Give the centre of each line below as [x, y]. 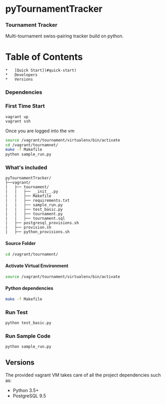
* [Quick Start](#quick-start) [41, 70]
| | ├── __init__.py [32, 192]
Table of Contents [44, 57]
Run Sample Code [28, 336]
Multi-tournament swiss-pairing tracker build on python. [65, 36]
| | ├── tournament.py [34, 214]
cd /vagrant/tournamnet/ [32, 145]
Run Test [17, 312]
